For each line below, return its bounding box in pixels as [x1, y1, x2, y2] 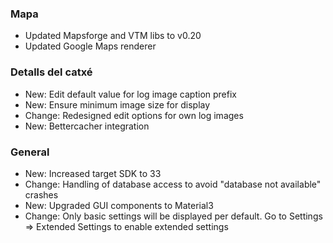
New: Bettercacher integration [24, 120, 150, 132]
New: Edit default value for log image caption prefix [24, 88, 237, 100]
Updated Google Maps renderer [24, 40, 157, 52]
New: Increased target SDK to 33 [24, 167, 162, 179]
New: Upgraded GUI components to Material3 [24, 199, 214, 211]
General [10, 145, 50, 159]
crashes [24, 188, 59, 201]
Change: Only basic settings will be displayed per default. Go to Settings [24, 210, 323, 222]
